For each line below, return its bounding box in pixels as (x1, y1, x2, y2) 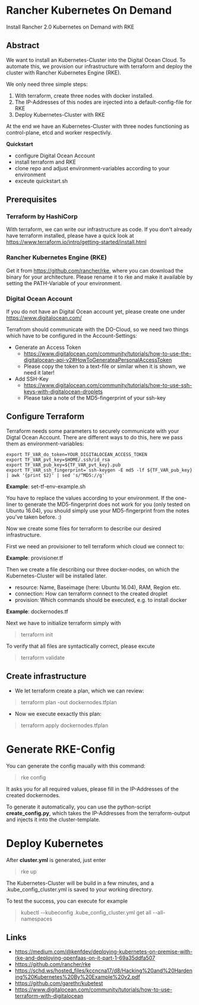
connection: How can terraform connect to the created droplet (14, 590, 168, 597)
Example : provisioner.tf (6, 554, 64, 561)
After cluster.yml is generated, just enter (6, 856, 106, 863)
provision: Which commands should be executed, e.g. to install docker (14, 596, 187, 603)
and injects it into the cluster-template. (6, 816, 101, 823)
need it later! (23, 369, 55, 376)
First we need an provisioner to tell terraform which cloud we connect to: (6, 542, 185, 550)
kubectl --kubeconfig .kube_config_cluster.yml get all (20, 909, 151, 916)
